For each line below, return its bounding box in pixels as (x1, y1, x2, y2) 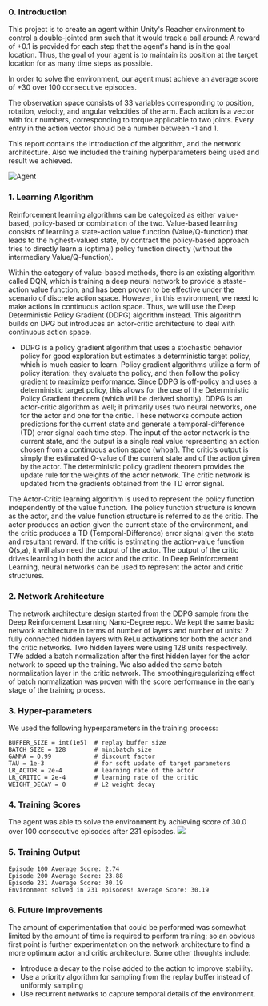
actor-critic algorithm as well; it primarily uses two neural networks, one (19, 402, 258, 412)
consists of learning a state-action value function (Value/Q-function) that (8, 226, 249, 236)
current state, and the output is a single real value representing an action (19, 436, 260, 445)
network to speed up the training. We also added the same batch (8, 659, 222, 669)
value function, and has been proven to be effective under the (30, 285, 234, 294)
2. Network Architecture (8, 590, 105, 601)
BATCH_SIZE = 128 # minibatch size (8, 746, 152, 754)
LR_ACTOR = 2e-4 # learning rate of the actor (8, 767, 195, 775)
